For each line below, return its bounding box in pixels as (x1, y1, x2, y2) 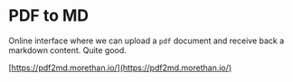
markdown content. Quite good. (8, 44, 128, 55)
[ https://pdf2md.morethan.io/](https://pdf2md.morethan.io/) (8, 62, 232, 73)
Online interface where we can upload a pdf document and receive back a (8, 35, 285, 46)
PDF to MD (8, 5, 90, 26)
